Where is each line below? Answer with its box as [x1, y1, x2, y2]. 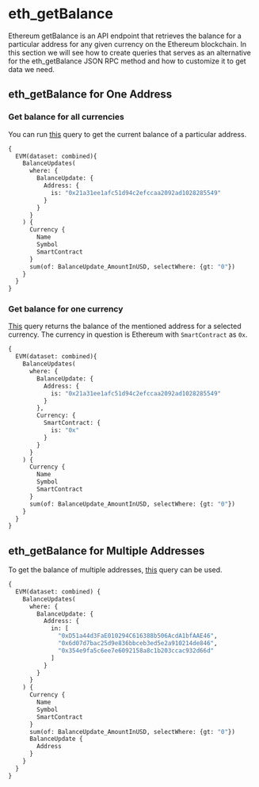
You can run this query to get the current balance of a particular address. [8, 129, 247, 139]
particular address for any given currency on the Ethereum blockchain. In [8, 39, 247, 48]
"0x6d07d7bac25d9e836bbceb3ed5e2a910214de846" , [58, 640, 218, 648]
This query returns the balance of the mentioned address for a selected [8, 322, 242, 331]
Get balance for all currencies [8, 112, 124, 123]
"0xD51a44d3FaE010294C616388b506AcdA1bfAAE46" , [58, 632, 218, 640]
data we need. [8, 64, 55, 74]
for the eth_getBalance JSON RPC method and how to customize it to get [8, 56, 247, 66]
